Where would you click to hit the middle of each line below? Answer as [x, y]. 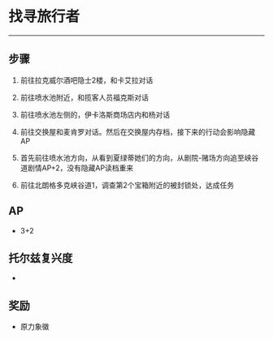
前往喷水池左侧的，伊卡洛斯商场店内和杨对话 [95, 114]
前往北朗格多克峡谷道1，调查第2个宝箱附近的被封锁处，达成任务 [127, 185]
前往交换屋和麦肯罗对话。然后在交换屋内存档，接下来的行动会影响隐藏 [138, 131]
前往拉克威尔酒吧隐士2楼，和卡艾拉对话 [87, 80]
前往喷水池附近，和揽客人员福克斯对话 [84, 97]
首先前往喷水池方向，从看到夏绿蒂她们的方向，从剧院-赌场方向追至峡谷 [139, 157]
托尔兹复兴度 [41, 257]
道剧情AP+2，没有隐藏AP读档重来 [77, 168]
